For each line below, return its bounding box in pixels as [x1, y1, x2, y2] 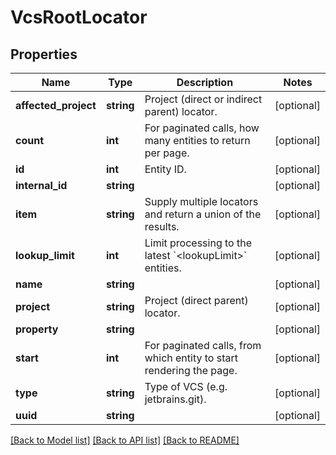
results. [144, 220, 180, 233]
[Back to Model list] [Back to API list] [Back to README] [10, 434, 240, 446]
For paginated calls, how [144, 121, 260, 135]
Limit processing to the [144, 236, 252, 250]
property [15, 322, 59, 336]
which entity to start [144, 351, 238, 365]
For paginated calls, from [144, 339, 262, 352]
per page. [144, 146, 190, 160]
